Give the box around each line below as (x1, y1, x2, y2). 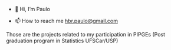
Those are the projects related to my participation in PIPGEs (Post (6, 31, 166, 38)
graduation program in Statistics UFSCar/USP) (6, 37, 119, 44)
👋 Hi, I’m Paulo (14, 6, 50, 12)
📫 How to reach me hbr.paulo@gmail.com (14, 18, 118, 24)
